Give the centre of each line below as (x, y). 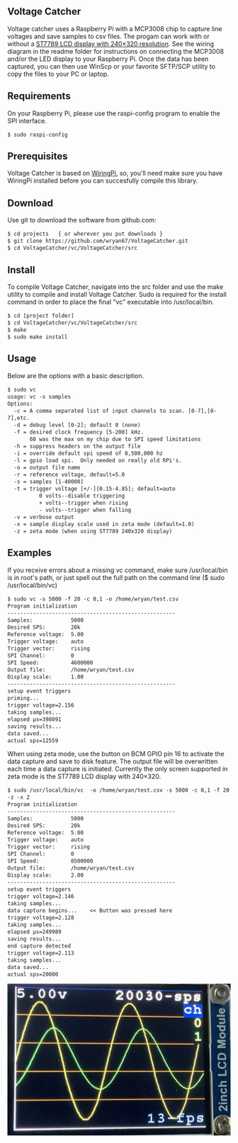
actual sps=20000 (33, 974)
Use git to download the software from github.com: (82, 220)
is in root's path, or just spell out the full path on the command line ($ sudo (116, 577)
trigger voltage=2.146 (41, 896)
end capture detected (39, 946)
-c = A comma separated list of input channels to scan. (100, 411)
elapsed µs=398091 (34, 719)
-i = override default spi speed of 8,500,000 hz (88, 453)
